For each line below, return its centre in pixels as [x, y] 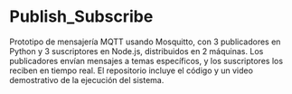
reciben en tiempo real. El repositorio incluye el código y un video [131, 70]
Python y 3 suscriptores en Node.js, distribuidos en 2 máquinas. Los [137, 51]
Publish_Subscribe [81, 17]
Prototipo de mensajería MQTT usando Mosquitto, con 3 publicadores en [145, 42]
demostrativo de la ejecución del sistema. [87, 80]
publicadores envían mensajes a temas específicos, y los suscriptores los [146, 61]
